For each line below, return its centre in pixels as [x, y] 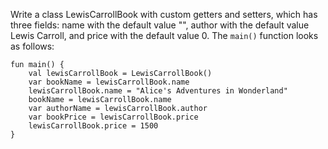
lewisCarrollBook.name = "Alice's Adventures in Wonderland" [158, 91]
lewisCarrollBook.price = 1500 [93, 126]
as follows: [32, 46]
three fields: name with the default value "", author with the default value [160, 25]
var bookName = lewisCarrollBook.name [109, 82]
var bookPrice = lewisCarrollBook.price [113, 117]
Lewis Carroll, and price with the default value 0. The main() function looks [164, 35]
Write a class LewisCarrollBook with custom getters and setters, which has [164, 14]
